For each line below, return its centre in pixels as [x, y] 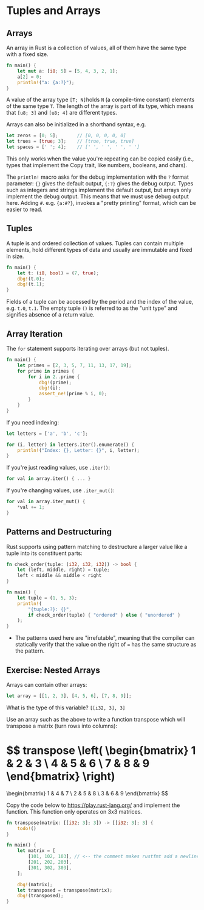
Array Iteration [35, 334]
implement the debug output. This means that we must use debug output [98, 196]
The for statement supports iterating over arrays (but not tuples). [88, 349]
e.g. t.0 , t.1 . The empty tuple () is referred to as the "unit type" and [92, 308]
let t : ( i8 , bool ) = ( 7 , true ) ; [58, 273]
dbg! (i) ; [50, 388]
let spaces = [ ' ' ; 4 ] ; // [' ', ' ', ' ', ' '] [73, 147]
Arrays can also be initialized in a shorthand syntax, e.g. [76, 124]
